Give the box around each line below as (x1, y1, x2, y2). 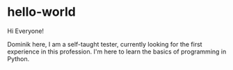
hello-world (7, 4, 77, 20)
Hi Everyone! (7, 27, 44, 35)
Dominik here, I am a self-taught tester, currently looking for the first (7, 40, 203, 48)
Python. (7, 54, 30, 62)
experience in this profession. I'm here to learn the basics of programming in (7, 47, 227, 56)
